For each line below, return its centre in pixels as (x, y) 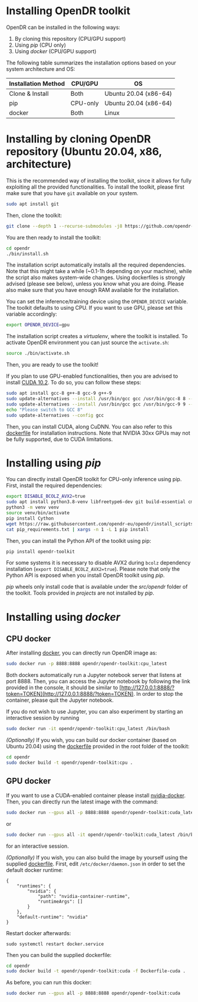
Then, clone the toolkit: (34, 215)
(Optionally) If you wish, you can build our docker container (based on (91, 740)
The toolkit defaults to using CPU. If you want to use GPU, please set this (94, 308)
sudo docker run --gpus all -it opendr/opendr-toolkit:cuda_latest (91, 835)
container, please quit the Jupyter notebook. (60, 700)
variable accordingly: (32, 314)
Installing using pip (54, 463)
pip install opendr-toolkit (41, 552)
